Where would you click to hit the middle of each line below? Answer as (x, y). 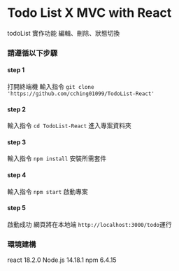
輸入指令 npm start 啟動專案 (48, 191)
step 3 (17, 142)
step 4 (17, 175)
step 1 (16, 70)
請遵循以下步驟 (33, 53)
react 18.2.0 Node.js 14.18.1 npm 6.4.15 (62, 260)
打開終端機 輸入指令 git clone (51, 87)
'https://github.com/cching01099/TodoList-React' (81, 94)
